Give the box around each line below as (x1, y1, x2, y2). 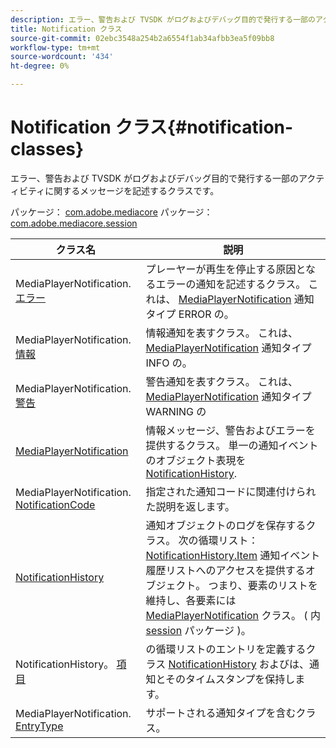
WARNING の (145, 404, 207, 418)
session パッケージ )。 (145, 623, 252, 637)
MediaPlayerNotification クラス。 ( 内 (145, 608, 321, 622)
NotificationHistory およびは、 (168, 657, 310, 671)
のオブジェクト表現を (145, 453, 247, 467)
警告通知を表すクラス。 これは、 (145, 374, 299, 388)
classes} (10, 138, 85, 161)
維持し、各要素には (145, 593, 237, 607)
